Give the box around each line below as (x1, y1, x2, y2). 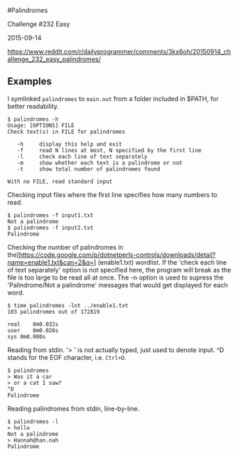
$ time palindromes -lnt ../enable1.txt (7, 302, 129, 309)
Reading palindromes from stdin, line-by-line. (7, 404, 140, 413)
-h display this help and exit (16, 140, 122, 148)
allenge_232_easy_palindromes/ (7, 55, 101, 63)
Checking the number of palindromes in (7, 243, 124, 251)
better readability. (7, 102, 59, 110)
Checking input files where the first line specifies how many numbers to (7, 190, 218, 198)
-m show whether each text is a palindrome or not (16, 159, 183, 166)
